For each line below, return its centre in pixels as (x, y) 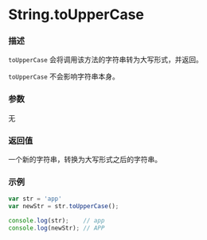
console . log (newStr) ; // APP (57, 228)
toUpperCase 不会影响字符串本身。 (64, 76)
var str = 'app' (35, 199)
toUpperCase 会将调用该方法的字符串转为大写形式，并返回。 (105, 60)
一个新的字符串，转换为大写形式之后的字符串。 (85, 160)
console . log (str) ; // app (57, 221)
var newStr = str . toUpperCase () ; (64, 207)
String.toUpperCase (76, 15)
